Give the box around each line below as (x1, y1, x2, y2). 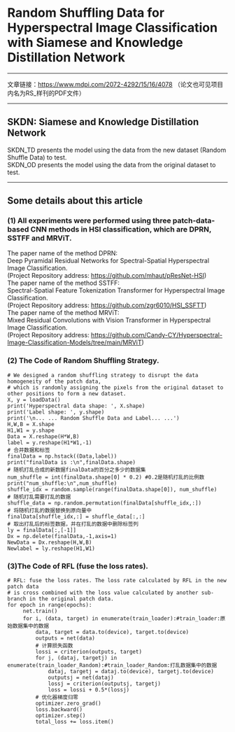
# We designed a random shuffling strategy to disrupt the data (7, 372, 199, 379)
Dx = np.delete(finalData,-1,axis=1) (7, 533, 117, 540)
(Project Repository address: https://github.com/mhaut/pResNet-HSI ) (7, 272, 207, 280)
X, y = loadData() (7, 396, 61, 403)
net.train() (22, 607, 58, 615)
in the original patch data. (29, 596, 114, 603)
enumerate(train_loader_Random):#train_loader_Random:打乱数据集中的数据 (7, 662, 218, 669)
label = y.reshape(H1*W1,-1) (7, 439, 92, 446)
